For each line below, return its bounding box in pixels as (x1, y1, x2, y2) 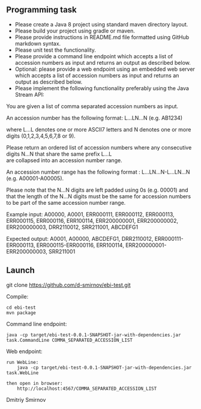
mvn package (6, 309, 36, 316)
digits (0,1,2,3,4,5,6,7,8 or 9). (6, 132, 76, 139)
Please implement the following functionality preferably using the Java (14, 84, 189, 92)
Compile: (6, 292, 29, 300)
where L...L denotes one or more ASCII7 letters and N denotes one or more (6, 126, 191, 133)
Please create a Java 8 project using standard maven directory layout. (14, 20, 188, 28)
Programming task (6, 5, 77, 15)
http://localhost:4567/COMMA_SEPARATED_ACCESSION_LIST (17, 386, 157, 392)
